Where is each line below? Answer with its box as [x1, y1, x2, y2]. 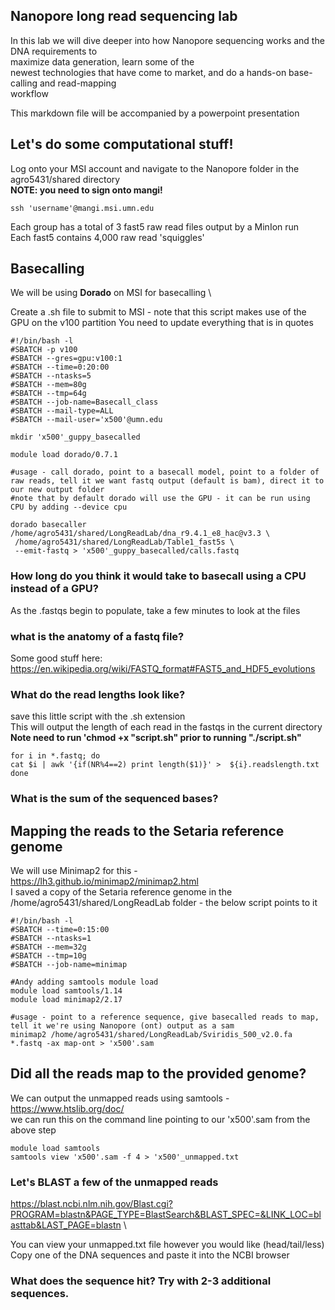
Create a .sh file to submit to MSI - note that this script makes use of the [10, 306, 307, 318]
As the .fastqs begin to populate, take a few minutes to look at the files [10, 604, 301, 616]
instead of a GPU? [10, 582, 99, 596]
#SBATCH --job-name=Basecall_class [10, 397, 159, 408]
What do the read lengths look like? [10, 687, 186, 701]
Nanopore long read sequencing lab [10, 8, 238, 25]
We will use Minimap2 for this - [10, 865, 138, 877]
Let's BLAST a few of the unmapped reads [10, 1175, 219, 1189]
